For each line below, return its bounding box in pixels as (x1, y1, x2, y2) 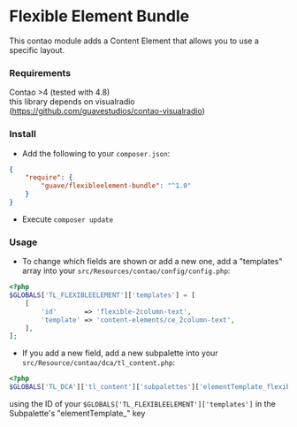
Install (9, 128, 37, 141)
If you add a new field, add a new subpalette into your (21, 347, 218, 359)
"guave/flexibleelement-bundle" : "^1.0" (41, 181, 192, 191)
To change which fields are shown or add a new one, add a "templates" (21, 256, 283, 267)
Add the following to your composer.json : (21, 148, 171, 158)
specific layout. (9, 44, 65, 55)
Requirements (9, 66, 72, 79)
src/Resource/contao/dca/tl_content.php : (21, 357, 175, 368)
